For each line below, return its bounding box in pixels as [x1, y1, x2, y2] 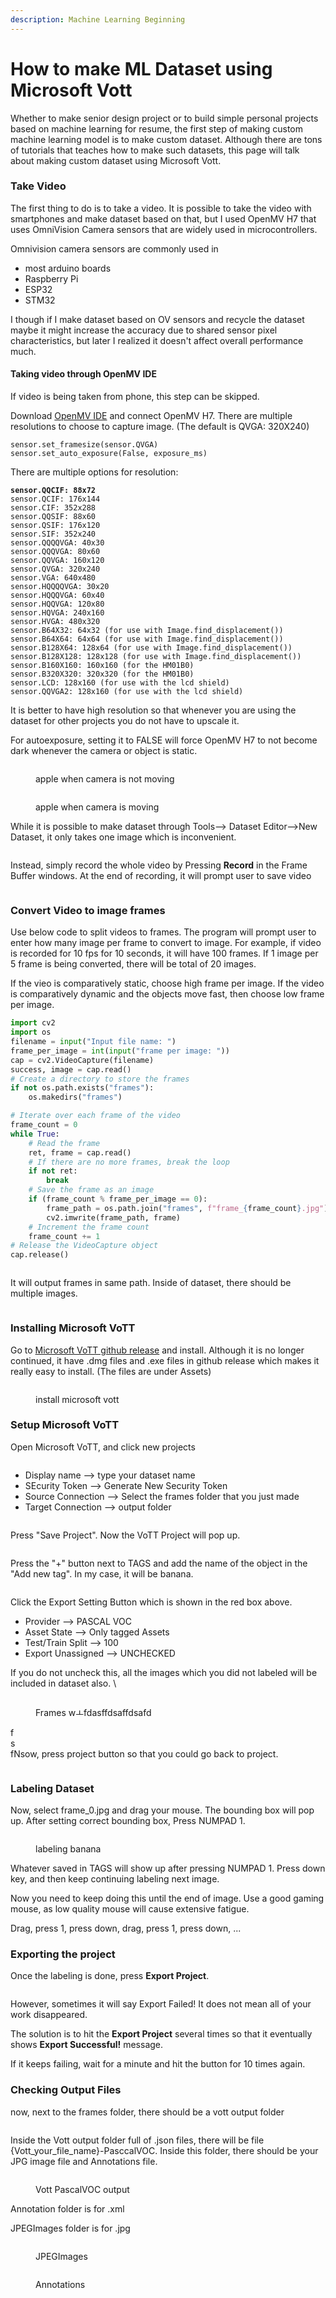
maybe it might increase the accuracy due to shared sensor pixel [10, 324, 278, 336]
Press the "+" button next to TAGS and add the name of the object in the [10, 1557, 308, 1569]
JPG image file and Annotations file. [10, 2155, 158, 2167]
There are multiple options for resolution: [10, 466, 179, 478]
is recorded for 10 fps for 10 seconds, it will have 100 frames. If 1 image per [10, 947, 319, 960]
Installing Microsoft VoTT [10, 1321, 136, 1335]
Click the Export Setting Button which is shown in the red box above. [10, 1596, 293, 1608]
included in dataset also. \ [10, 1677, 117, 1689]
